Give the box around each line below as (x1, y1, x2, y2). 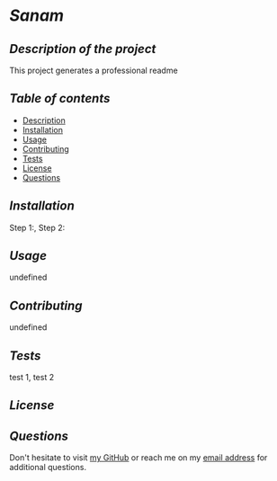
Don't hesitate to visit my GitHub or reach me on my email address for (9, 452, 268, 463)
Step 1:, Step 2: (9, 222, 66, 233)
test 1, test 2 (9, 372, 55, 383)
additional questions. (9, 462, 87, 473)
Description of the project (9, 41, 156, 57)
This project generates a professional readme (9, 65, 178, 76)
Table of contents (9, 91, 111, 106)
